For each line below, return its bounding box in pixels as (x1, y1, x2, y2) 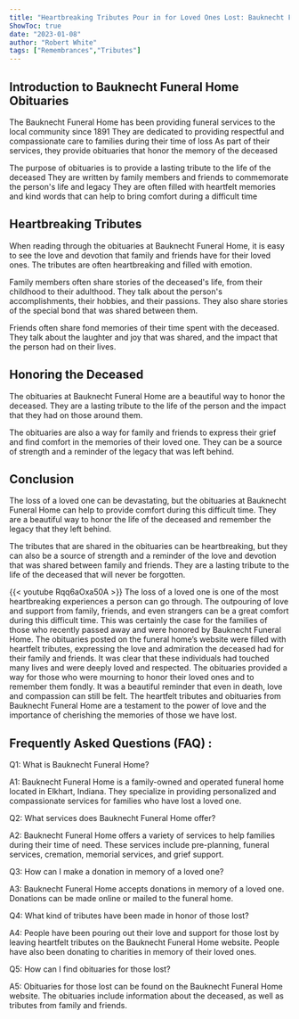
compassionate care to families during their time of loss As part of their (9, 136, 271, 146)
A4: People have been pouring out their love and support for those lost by (9, 928, 279, 939)
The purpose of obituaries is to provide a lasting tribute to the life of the (9, 162, 271, 173)
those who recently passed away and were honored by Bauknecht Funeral (9, 625, 282, 636)
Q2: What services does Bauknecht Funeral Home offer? (9, 813, 216, 824)
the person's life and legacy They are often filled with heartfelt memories (9, 181, 276, 192)
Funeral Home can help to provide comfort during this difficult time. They (9, 505, 277, 515)
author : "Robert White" (9, 37, 98, 47)
